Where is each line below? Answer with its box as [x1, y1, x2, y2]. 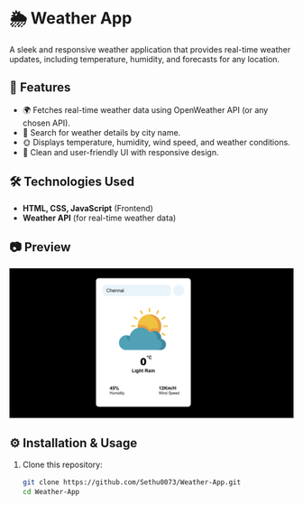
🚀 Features [9, 79, 71, 96]
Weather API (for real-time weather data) [22, 212, 177, 223]
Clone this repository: [22, 459, 103, 471]
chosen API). [22, 117, 70, 128]
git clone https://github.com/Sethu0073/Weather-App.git [22, 478, 242, 487]
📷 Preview [9, 239, 71, 255]
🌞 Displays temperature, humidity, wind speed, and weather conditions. [22, 136, 290, 147]
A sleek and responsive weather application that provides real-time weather [9, 43, 291, 55]
